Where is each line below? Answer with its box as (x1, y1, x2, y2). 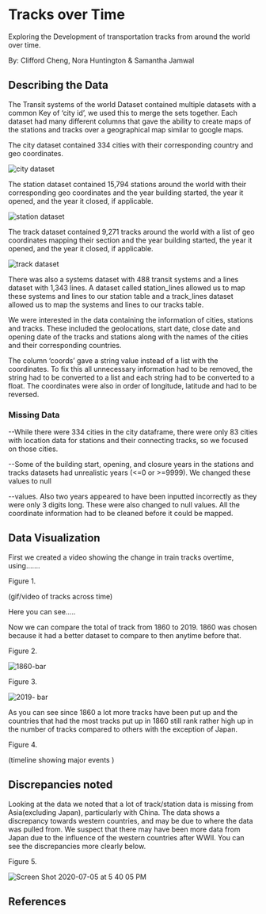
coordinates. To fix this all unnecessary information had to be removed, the (8, 364, 253, 373)
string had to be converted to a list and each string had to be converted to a (8, 373, 255, 382)
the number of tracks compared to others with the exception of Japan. (8, 724, 237, 734)
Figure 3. (8, 676, 38, 686)
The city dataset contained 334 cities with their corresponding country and (8, 140, 253, 150)
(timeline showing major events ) (8, 755, 115, 764)
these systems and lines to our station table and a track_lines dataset (8, 291, 234, 300)
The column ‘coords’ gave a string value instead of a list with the (8, 355, 218, 365)
